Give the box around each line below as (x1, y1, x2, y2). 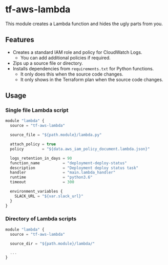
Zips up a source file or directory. (12, 60, 83, 66)
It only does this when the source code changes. (20, 71, 123, 77)
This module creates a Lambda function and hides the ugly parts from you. (5, 21, 163, 27)
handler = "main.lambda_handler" (10, 170, 116, 175)
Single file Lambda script (5, 107, 69, 114)
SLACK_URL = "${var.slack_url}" (14, 194, 83, 199)
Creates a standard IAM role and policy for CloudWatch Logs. (12, 49, 142, 55)
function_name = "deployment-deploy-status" (10, 160, 127, 165)
